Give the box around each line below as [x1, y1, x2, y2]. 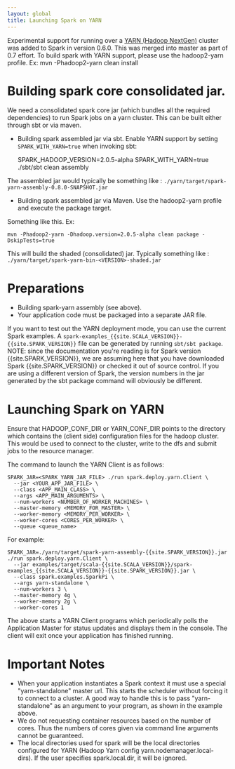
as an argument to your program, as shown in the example [53, 702, 223, 710]
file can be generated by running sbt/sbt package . [78, 340, 223, 348]
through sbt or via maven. [7, 121, 82, 130]
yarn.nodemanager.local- [140, 747, 214, 755]
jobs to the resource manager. [7, 447, 95, 455]
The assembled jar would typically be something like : [7, 177, 163, 185]
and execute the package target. [17, 204, 112, 213]
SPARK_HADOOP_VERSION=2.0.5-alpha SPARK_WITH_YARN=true [17, 156, 209, 164]
